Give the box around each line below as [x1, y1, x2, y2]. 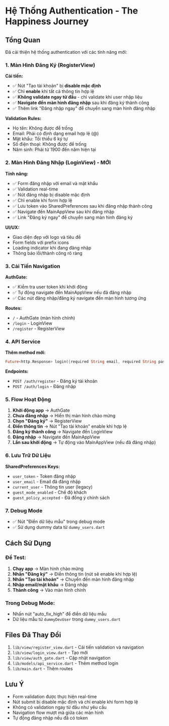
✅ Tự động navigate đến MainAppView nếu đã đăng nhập [12, 289, 132, 295]
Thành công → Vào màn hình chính [12, 587, 87, 593]
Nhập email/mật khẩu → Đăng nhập [12, 581, 88, 588]
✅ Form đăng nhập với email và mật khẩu [12, 180, 98, 186]
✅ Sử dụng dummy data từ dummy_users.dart [12, 524, 105, 530]
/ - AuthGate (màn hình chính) [12, 315, 75, 321]
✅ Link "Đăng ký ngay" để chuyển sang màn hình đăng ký [12, 214, 133, 220]
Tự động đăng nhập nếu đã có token [12, 714, 88, 721]
